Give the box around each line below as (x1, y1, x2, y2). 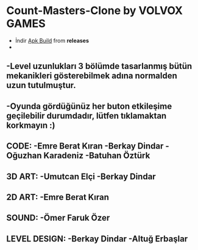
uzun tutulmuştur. (6, 80, 76, 90)
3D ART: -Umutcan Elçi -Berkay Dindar (6, 171, 157, 182)
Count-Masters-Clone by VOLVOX (6, 4, 183, 18)
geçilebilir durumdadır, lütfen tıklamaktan (6, 111, 167, 121)
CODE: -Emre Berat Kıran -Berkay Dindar (6, 141, 164, 152)
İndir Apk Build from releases (15, 37, 90, 44)
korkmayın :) (6, 120, 55, 130)
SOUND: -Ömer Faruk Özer (6, 213, 110, 223)
